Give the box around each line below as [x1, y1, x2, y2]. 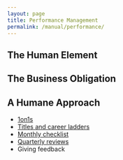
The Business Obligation [7, 73, 117, 85]
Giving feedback [17, 145, 65, 153]
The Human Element [7, 49, 98, 61]
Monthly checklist [17, 130, 69, 138]
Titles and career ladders [17, 122, 90, 131]
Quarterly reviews [17, 137, 69, 145]
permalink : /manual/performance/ [7, 23, 105, 30]
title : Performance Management [7, 17, 99, 24]
